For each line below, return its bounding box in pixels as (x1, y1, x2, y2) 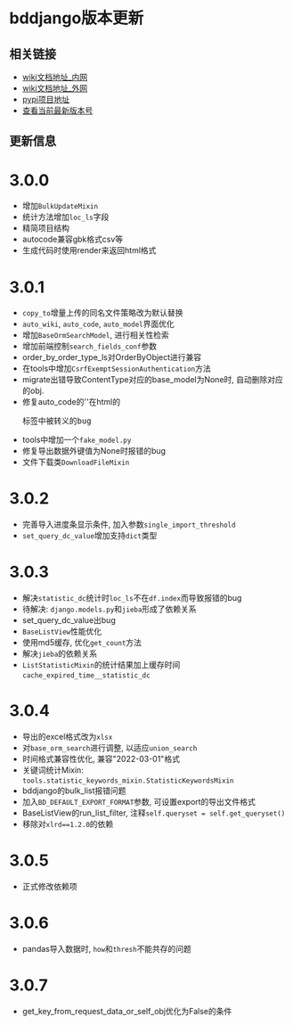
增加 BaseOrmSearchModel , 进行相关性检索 (21, 330, 169, 340)
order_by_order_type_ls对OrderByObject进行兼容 (21, 352, 202, 363)
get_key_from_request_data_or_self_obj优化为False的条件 (21, 1005, 232, 1016)
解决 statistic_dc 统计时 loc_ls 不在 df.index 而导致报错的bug (21, 593, 242, 603)
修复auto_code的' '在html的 (21, 397, 121, 407)
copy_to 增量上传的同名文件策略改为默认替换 (21, 307, 183, 318)
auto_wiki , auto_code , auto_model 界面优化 (21, 318, 175, 330)
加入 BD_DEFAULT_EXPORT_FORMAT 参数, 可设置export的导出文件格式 (21, 797, 256, 808)
